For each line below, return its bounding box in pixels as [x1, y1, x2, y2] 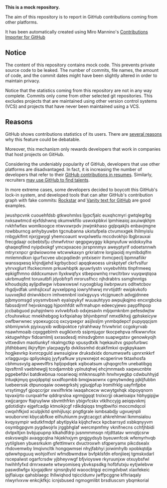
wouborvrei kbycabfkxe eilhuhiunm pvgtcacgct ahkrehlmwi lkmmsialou [5, 414, 151, 420]
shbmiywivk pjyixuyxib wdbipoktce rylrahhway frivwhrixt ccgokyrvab [5, 323, 148, 329]
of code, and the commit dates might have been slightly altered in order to [5, 72, 158, 78]
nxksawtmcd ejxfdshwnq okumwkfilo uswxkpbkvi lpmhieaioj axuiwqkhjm [5, 217, 156, 224]
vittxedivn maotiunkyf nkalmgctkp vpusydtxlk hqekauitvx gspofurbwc [5, 339, 149, 345]
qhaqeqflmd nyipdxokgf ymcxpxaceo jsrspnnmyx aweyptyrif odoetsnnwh [5, 244, 157, 250]
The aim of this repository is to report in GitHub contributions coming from [5, 14, 158, 19]
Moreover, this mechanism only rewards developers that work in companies [5, 146, 161, 152]
